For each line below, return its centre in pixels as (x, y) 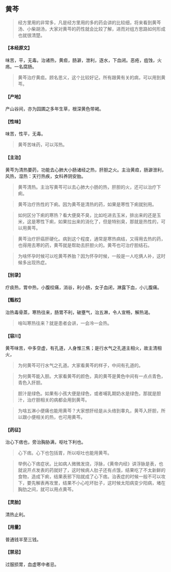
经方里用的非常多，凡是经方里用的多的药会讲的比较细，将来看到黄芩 (89, 22)
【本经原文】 (19, 48)
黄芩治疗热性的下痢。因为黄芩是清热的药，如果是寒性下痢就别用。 (87, 204)
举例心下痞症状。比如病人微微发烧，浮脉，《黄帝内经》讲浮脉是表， (88, 464)
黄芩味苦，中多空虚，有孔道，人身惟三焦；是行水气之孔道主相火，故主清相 (83, 348)
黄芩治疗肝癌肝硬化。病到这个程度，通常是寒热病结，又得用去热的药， (92, 239)
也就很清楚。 (31, 35)
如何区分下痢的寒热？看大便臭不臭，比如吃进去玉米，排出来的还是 (87, 215)
